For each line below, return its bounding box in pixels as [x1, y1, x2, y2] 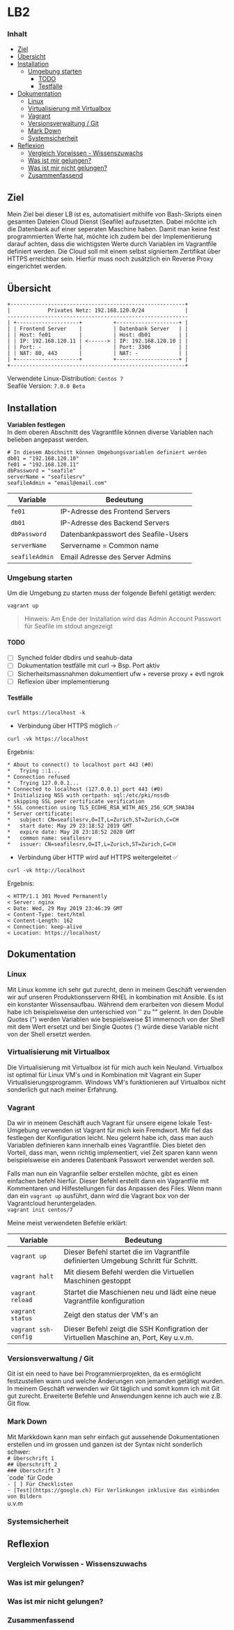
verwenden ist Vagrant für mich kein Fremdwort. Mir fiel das [40, 1126, 213, 1134]
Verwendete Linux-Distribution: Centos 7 [7, 375, 124, 383]
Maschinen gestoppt [63, 1276, 131, 1286]
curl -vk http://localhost [7, 867, 86, 874]
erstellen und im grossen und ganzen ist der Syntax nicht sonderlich [7, 1440, 203, 1448]
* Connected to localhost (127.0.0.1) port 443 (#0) [7, 786, 164, 793]
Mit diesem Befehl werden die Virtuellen [63, 1267, 194, 1277]
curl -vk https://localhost [7, 735, 89, 742]
